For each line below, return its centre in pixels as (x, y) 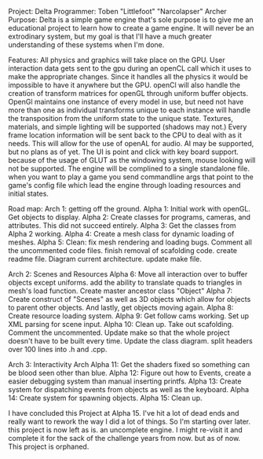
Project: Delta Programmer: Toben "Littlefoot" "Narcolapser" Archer (118, 11)
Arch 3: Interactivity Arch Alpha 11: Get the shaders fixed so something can (129, 364)
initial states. (29, 193)
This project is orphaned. (49, 446)
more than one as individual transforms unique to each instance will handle (130, 110)
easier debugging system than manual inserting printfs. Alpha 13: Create (125, 381)
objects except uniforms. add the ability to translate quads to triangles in (125, 283)
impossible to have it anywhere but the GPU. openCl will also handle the (124, 85)
